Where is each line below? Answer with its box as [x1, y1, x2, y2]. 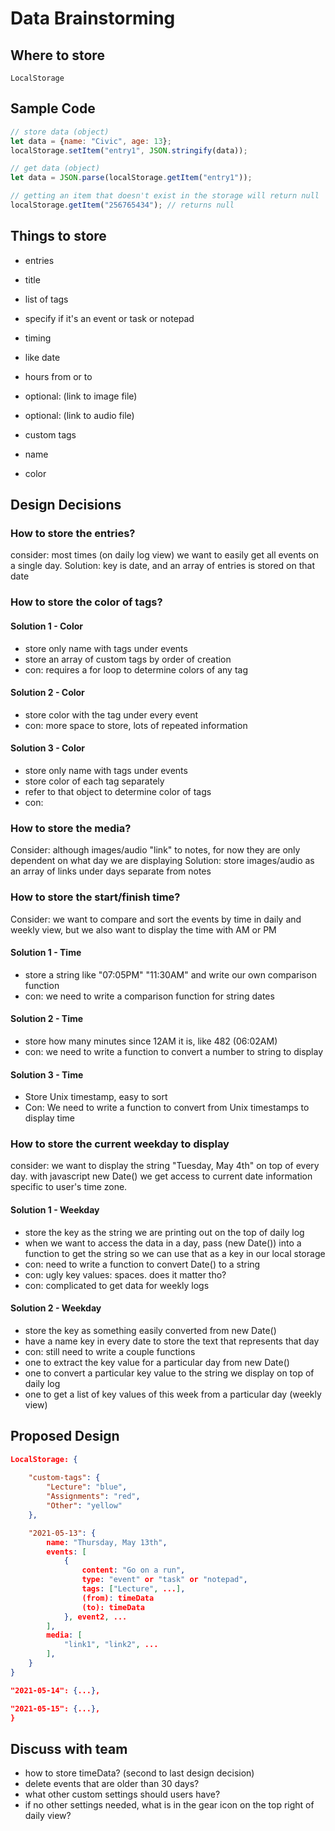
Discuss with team [10, 1740, 128, 1757]
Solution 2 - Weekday [10, 1302, 102, 1314]
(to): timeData [81, 1602, 145, 1612]
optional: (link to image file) [24, 390, 138, 402]
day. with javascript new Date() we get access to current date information [10, 1170, 313, 1182]
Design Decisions [10, 497, 122, 514]
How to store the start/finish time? [10, 890, 181, 904]
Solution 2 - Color [10, 687, 85, 699]
